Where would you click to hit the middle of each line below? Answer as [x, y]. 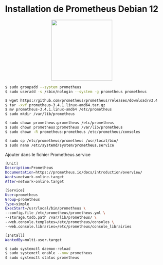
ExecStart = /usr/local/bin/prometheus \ [45, 208]
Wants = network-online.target [35, 177]
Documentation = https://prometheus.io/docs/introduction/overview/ [74, 172]
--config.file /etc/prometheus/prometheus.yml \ [55, 213]
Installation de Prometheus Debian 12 [82, 9]
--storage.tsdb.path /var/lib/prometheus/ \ [51, 218]
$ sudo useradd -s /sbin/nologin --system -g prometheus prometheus [76, 92]
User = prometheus [21, 195]
